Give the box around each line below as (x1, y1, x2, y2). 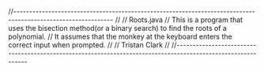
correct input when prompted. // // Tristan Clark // (8, 40, 170, 50)
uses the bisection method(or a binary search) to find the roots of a (8, 24, 228, 32)
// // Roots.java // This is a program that (115, 15, 243, 24)
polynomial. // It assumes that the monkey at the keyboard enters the (8, 32, 232, 41)
